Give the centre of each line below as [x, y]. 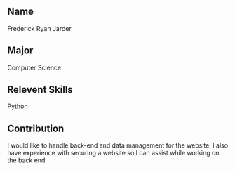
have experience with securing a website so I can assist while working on [113, 153]
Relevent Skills [40, 90]
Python [18, 106]
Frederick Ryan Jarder [39, 28]
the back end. [27, 160]
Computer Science [34, 67]
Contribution [36, 128]
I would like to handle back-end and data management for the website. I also [118, 145]
